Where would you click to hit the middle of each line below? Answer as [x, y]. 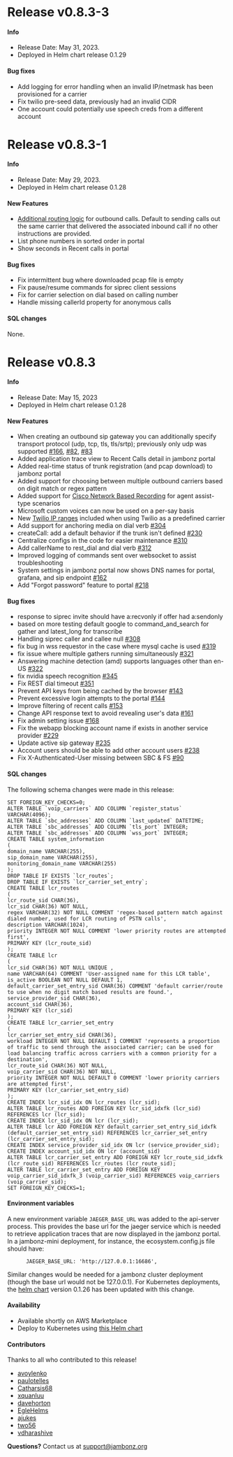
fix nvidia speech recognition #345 [67, 676]
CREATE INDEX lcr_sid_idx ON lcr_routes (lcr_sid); [84, 1102]
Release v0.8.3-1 [57, 144]
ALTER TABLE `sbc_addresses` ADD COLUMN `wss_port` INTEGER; [98, 833]
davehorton [34, 1403]
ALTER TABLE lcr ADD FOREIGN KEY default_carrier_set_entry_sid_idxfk [112, 1127]
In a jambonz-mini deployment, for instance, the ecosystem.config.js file [111, 1241]
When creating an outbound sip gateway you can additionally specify [117, 436]
